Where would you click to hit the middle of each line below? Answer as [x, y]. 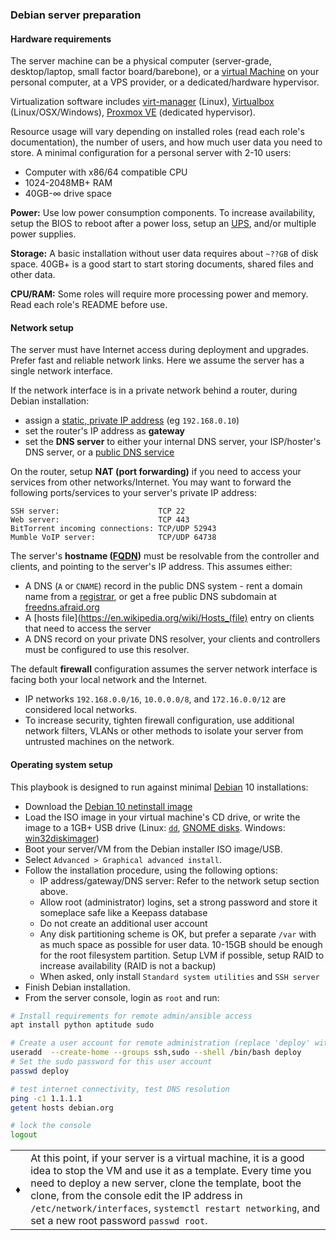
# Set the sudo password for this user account [111, 1062]
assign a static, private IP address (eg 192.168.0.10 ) [132, 420]
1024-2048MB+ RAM [68, 183]
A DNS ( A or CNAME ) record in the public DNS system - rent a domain [163, 586]
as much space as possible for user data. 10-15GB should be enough [181, 944]
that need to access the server [88, 629]
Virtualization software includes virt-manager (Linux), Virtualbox [142, 102]
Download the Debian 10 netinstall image [108, 806]
